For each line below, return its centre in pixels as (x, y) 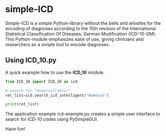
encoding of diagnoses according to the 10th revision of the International (80, 28)
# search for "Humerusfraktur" (38, 91)
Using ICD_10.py (31, 60)
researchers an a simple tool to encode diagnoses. (58, 44)
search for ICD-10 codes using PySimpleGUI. (52, 119)
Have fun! (15, 129)
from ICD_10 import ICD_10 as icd (41, 81)
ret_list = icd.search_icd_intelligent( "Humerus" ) (57, 95)
